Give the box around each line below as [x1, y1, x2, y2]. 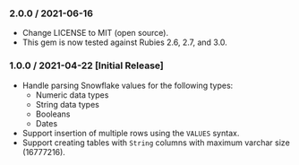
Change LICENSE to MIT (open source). [21, 28, 169, 39]
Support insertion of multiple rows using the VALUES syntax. [21, 127, 240, 138]
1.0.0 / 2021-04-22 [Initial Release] [9, 59, 164, 72]
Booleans [35, 109, 71, 119]
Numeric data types [35, 89, 109, 100]
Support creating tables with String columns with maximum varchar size [21, 137, 291, 148]
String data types [35, 99, 100, 109]
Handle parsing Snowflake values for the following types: [21, 80, 234, 91]
